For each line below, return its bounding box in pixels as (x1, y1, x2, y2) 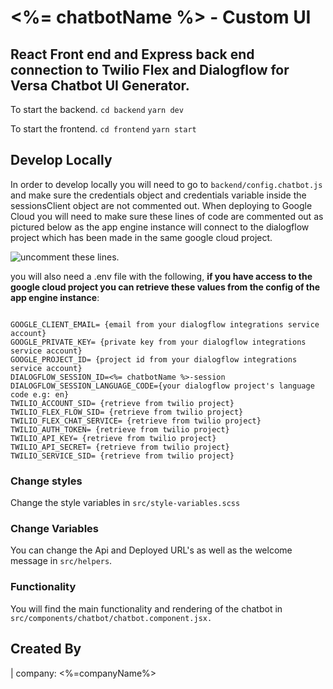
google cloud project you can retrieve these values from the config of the (10, 281, 321, 293)
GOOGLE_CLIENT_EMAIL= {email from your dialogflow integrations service (10, 319, 320, 330)
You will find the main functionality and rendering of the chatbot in (10, 602, 283, 615)
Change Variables (10, 522, 99, 536)
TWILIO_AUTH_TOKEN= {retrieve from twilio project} (10, 424, 230, 435)
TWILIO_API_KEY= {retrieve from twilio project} (10, 433, 217, 443)
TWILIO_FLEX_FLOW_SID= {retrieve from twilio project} (10, 407, 244, 417)
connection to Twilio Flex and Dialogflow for (10, 61, 290, 78)
